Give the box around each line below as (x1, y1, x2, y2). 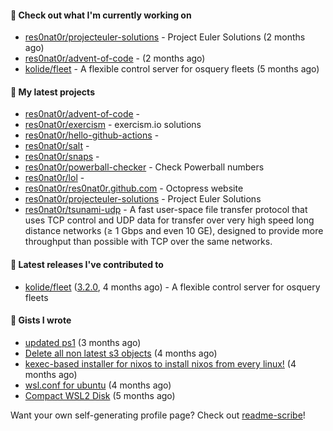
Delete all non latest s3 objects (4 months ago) (24, 347, 218, 359)
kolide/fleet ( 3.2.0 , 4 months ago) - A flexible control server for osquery (24, 281, 321, 293)
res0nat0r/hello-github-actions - (24, 129, 160, 141)
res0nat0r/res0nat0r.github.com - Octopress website (24, 182, 244, 195)
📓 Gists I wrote (10, 314, 72, 326)
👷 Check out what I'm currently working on (10, 9, 192, 21)
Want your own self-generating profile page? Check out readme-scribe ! (10, 409, 306, 421)
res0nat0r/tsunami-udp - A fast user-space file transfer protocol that (24, 204, 308, 216)
